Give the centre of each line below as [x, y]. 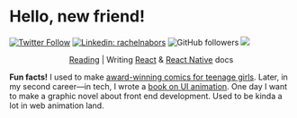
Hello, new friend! [77, 17]
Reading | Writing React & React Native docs [151, 59]
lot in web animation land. [57, 105]
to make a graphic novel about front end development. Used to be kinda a [146, 96]
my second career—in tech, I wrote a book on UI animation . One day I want [148, 86]
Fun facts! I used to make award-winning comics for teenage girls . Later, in [148, 77]
